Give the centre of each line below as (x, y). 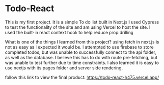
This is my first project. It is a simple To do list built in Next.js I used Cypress (82, 22)
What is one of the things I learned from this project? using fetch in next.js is (82, 42)
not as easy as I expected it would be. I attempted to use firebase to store (79, 47)
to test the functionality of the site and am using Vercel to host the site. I (78, 27)
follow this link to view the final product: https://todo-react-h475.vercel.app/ (82, 77)
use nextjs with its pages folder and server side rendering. (64, 68)
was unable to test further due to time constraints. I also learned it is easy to (82, 63)
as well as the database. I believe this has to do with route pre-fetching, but (81, 57)
